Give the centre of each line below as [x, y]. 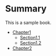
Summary [26, 9]
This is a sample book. [28, 22]
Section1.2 [30, 42]
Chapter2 [22, 48]
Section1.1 [30, 37]
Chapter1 [22, 32]
